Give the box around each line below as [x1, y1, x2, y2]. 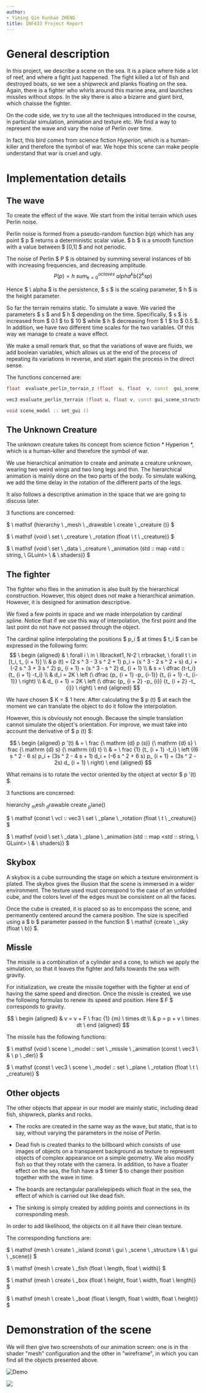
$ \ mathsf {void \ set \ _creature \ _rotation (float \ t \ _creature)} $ [6, 533, 175, 540]
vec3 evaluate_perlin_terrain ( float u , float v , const [6, 397, 152, 403]
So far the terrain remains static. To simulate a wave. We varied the [6, 304, 176, 311]
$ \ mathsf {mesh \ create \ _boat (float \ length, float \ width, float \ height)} [6, 1295, 198, 1302]
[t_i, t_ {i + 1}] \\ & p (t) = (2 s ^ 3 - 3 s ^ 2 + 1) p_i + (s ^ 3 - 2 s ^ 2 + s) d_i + [8, 658, 198, 665]
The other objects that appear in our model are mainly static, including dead [6, 1104, 198, 1112]
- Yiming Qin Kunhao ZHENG [6, 15, 75, 21]
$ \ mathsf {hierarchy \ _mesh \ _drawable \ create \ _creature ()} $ [6, 521, 175, 529]
